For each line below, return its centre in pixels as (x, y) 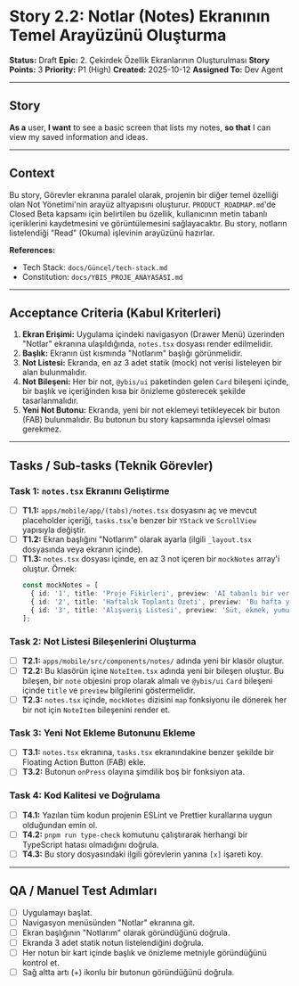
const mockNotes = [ (60, 586)
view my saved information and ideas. (79, 136)
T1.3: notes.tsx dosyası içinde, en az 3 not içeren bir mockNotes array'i (151, 559)
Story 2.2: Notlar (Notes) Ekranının (140, 16)
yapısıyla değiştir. (54, 530)
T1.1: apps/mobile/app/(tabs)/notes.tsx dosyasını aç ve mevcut (139, 511)
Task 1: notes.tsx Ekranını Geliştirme (89, 490)
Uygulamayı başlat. (57, 912)
